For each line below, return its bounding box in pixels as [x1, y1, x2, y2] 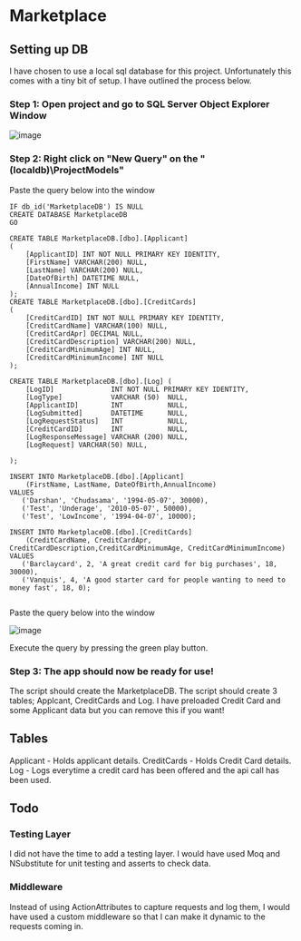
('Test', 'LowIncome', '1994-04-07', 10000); [21, 512, 197, 521]
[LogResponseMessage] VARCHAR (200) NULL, [25, 432, 189, 441]
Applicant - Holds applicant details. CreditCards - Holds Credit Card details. [9, 755, 292, 766]
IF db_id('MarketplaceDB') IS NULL [9, 201, 144, 211]
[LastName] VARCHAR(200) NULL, [25, 265, 144, 275]
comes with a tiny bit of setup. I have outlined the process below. [9, 75, 252, 86]
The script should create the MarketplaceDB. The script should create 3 [9, 685, 278, 696]
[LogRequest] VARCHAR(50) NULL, [25, 440, 148, 449]
